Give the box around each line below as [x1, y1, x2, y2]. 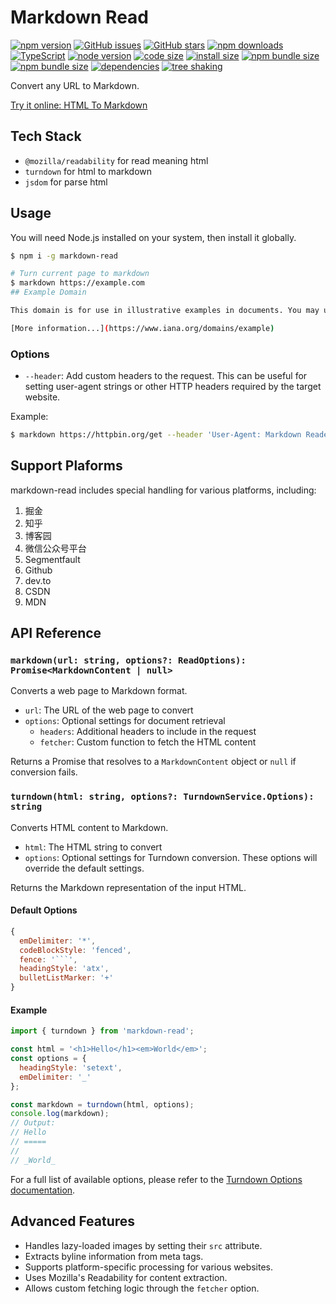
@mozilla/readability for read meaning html [24, 154, 209, 166]
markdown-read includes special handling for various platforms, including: [10, 484, 317, 496]
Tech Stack [10, 128, 82, 145]
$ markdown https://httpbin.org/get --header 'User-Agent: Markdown [10, 430, 302, 440]
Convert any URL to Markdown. [10, 79, 140, 91]
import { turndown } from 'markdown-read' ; [10, 1026, 195, 1036]
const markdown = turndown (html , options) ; [10, 1099, 195, 1110]
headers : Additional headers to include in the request [39, 726, 257, 738]
